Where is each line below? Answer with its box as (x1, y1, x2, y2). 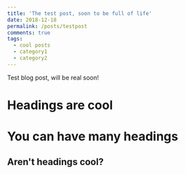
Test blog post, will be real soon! (7, 73, 100, 82)
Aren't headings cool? (7, 156, 105, 168)
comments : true (7, 29, 51, 36)
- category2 (13, 55, 48, 62)
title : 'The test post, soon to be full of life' (7, 10, 153, 17)
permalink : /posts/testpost (7, 23, 88, 29)
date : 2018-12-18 (7, 16, 57, 23)
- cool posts (13, 42, 51, 49)
